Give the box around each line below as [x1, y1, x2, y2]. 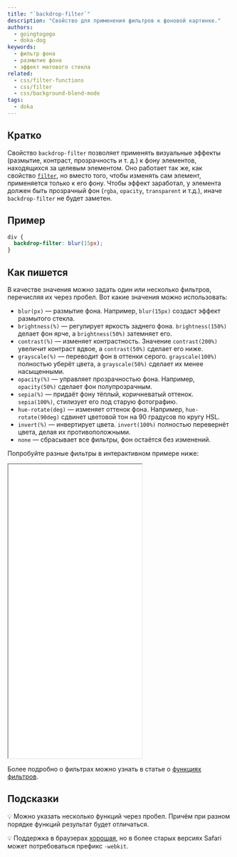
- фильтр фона [14, 51, 56, 58]
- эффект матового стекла [14, 63, 91, 71]
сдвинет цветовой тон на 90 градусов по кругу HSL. [60, 412, 221, 421]
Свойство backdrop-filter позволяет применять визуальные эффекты [7, 148, 221, 157]
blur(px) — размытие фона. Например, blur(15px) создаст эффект [17, 306, 221, 315]
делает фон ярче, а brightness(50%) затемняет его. [17, 329, 172, 338]
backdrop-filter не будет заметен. [7, 194, 112, 202]
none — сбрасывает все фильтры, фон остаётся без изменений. [17, 435, 211, 444]
